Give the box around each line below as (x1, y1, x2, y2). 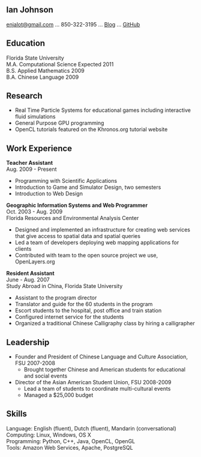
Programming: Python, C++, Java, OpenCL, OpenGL (6, 437, 136, 444)
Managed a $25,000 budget (23, 391, 94, 399)
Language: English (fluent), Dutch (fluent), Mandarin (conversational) (6, 425, 177, 432)
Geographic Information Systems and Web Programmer (6, 201, 148, 209)
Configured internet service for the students (14, 313, 124, 321)
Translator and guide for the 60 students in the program (14, 301, 153, 308)
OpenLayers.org (14, 258, 55, 265)
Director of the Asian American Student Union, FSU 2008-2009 (14, 379, 172, 386)
